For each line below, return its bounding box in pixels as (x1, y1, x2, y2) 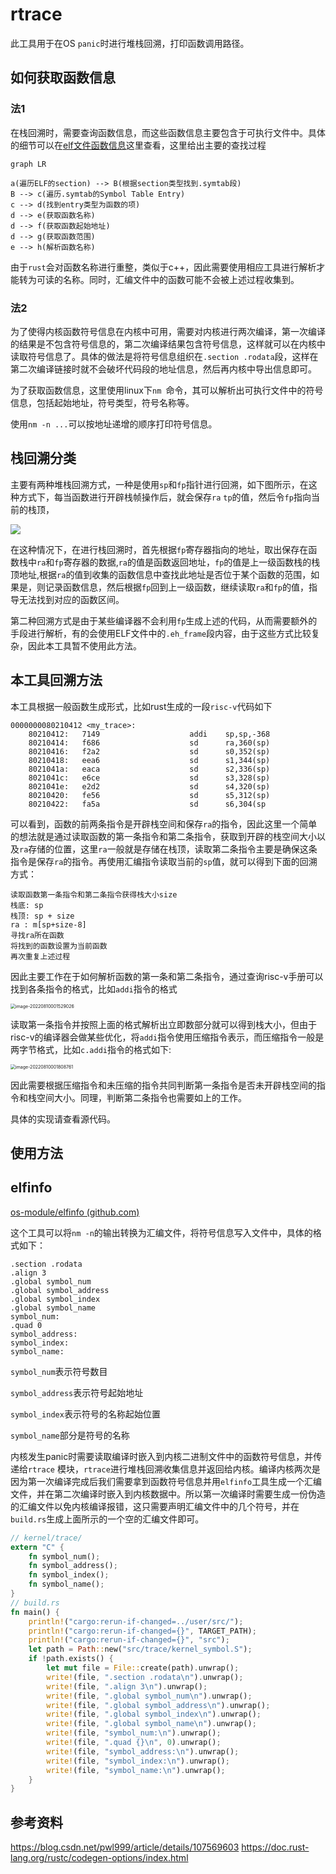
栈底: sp (10, 900, 44, 910)
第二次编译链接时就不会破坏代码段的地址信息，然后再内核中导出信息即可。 (10, 363, 317, 375)
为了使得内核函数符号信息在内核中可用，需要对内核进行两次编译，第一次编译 (10, 325, 326, 337)
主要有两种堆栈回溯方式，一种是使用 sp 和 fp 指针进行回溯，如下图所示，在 (10, 478, 309, 490)
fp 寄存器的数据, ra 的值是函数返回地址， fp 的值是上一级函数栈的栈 (54, 556, 321, 568)
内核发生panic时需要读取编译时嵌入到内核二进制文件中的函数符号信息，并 (10, 1450, 314, 1462)
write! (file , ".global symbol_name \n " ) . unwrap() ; (46, 1719, 257, 1729)
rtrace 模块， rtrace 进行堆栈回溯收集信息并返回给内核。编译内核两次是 (28, 1463, 321, 1475)
